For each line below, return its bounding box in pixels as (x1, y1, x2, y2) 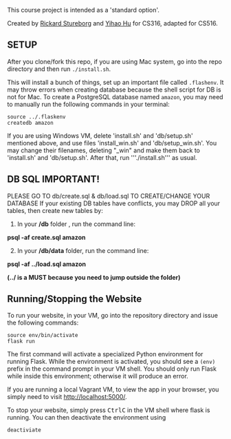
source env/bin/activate (7, 332, 78, 339)
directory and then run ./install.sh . (7, 65, 111, 73)
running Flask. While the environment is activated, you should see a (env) (7, 358, 216, 366)
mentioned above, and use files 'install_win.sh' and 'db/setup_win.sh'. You (7, 139, 217, 147)
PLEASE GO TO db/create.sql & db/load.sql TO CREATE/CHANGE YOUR (7, 192, 210, 200)
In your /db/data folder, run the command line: (16, 246, 149, 254)
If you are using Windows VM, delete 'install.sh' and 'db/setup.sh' (7, 131, 194, 140)
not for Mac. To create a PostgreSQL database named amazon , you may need (7, 92, 223, 101)
